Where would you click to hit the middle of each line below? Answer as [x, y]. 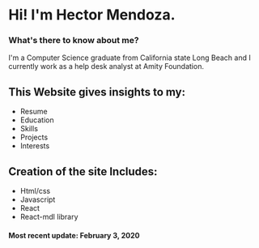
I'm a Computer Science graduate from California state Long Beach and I [129, 58]
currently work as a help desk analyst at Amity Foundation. [106, 66]
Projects [34, 137]
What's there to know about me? [74, 41]
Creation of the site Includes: [83, 171]
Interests [35, 146]
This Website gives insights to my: [97, 92]
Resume [34, 112]
